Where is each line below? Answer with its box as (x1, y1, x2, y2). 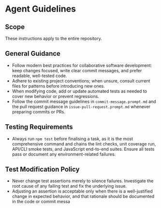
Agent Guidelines (5, 3, 76, 15)
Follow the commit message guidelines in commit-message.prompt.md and (12, 98, 156, 104)
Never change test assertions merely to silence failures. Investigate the (12, 178, 154, 184)
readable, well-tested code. (12, 73, 67, 79)
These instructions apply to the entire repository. (5, 35, 102, 41)
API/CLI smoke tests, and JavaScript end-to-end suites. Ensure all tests (12, 146, 155, 152)
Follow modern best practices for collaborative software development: (12, 62, 152, 68)
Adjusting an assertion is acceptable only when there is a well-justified (12, 188, 153, 194)
